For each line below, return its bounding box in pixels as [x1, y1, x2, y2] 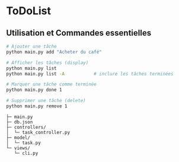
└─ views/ [6, 145, 31, 151]
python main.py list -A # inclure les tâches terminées [6, 71, 174, 77]
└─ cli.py [14, 150, 39, 156]
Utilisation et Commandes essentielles [6, 28, 152, 38]
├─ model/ [6, 135, 31, 141]
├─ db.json [6, 119, 33, 125]
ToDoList [6, 4, 52, 18]
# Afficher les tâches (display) [6, 59, 89, 66]
